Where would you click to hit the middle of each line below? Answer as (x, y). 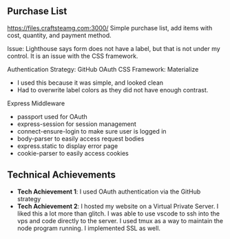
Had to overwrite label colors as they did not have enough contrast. (113, 90)
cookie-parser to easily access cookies (73, 153)
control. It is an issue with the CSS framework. (73, 56)
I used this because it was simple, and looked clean (90, 83)
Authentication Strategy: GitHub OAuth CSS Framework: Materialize (103, 69)
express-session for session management (76, 124)
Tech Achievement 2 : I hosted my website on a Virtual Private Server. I (118, 206)
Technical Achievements (61, 175)
